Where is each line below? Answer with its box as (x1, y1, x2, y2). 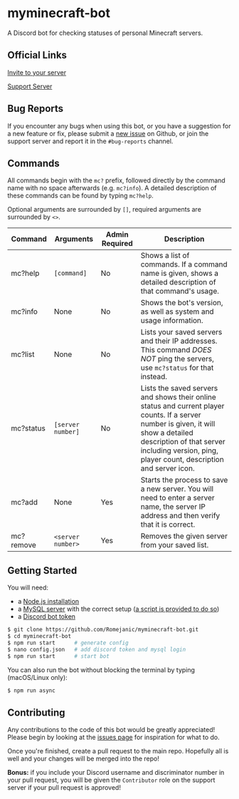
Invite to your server (7, 68, 66, 76)
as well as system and (140, 306, 215, 316)
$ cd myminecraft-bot (7, 633, 72, 640)
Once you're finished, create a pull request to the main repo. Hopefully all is (7, 747, 229, 756)
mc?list (11, 349, 35, 359)
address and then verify (140, 511, 221, 521)
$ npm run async (7, 686, 55, 694)
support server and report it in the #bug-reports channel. (7, 137, 174, 145)
